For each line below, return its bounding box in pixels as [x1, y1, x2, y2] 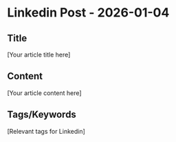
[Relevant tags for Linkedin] [7, 127, 86, 135]
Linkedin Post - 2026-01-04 [7, 5, 170, 21]
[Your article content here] [7, 88, 82, 97]
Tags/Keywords [7, 109, 77, 121]
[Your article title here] [7, 50, 71, 59]
